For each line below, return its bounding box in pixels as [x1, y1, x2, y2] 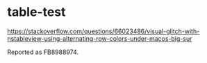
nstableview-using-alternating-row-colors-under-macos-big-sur [7, 34, 192, 42]
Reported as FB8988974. [7, 48, 78, 56]
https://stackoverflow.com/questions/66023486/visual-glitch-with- [7, 27, 200, 35]
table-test [7, 4, 66, 20]
